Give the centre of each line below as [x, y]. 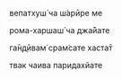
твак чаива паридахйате [56, 65]
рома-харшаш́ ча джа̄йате [60, 30]
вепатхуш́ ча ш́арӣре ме [56, 13]
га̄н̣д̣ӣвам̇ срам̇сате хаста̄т [61, 48]
